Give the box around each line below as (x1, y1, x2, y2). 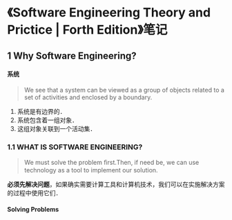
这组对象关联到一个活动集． (17, 124, 97, 132)
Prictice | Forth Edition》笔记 (7, 22, 168, 38)
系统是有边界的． (17, 107, 66, 115)
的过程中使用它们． (7, 189, 62, 197)
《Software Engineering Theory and (7, 5, 211, 21)
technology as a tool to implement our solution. (23, 166, 158, 174)
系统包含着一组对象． (17, 116, 78, 124)
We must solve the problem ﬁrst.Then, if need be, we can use (23, 159, 200, 167)
